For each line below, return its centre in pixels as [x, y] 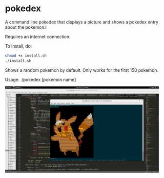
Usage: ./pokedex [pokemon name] [41, 79]
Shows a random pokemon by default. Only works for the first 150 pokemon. [82, 70]
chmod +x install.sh [26, 56]
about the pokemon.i [26, 27]
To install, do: [19, 46]
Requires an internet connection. [38, 37]
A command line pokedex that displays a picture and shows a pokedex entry [82, 22]
